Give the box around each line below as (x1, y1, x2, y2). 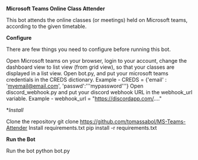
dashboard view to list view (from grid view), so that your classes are (6, 63, 175, 71)
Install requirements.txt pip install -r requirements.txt (28, 124, 157, 131)
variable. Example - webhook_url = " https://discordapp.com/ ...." (6, 95, 162, 102)
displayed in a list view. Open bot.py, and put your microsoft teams (6, 70, 169, 76)
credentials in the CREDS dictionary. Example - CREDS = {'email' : (6, 76, 167, 83)
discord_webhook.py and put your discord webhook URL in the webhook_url (6, 89, 193, 95)
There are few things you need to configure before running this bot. (6, 46, 171, 53)
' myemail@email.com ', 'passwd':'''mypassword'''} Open (6, 82, 144, 89)
